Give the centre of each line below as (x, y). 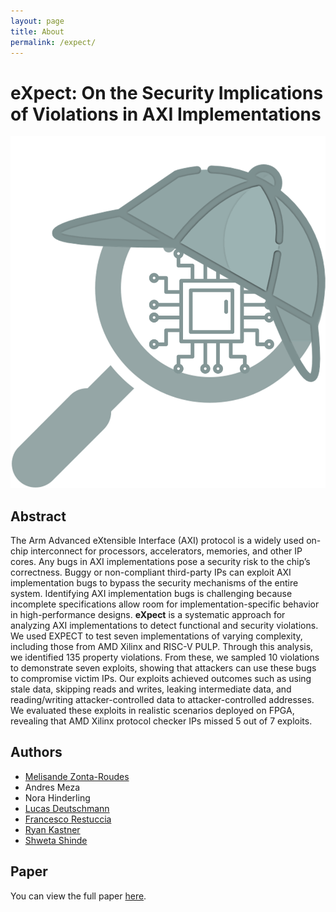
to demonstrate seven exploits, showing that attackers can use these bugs (163, 667)
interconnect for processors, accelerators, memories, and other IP (166, 551)
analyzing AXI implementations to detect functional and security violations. (164, 625)
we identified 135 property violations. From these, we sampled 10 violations (165, 657)
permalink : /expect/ (53, 42)
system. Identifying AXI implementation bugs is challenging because (151, 593)
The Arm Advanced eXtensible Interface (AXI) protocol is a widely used (157, 540)
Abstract (38, 516)
